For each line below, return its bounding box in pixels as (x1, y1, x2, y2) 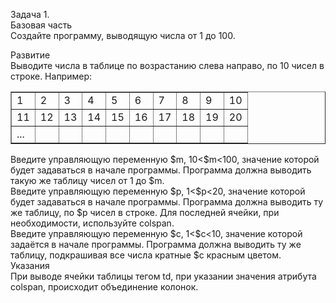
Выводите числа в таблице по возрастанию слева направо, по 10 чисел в (10, 60, 325, 71)
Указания (10, 260, 50, 271)
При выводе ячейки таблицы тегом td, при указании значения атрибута (10, 270, 317, 282)
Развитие (10, 49, 51, 61)
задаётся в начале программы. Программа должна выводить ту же (10, 239, 302, 250)
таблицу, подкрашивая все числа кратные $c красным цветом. (10, 249, 282, 261)
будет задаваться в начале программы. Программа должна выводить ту (10, 196, 324, 208)
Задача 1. (10, 9, 50, 20)
